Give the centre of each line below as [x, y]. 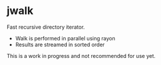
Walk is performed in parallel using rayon [65, 38]
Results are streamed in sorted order [60, 45]
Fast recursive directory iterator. [46, 27]
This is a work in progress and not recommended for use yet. [81, 56]
